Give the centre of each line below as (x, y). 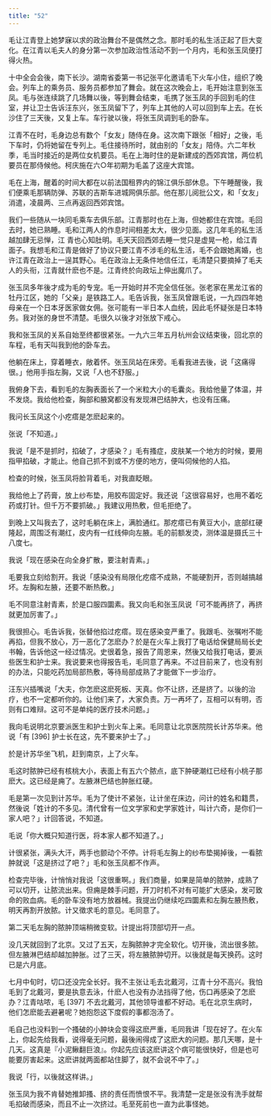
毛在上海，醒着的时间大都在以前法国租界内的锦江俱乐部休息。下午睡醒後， (132, 182)
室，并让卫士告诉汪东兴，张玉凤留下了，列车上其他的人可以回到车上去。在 (132, 107)
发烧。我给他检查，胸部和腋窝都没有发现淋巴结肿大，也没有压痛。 (125, 399)
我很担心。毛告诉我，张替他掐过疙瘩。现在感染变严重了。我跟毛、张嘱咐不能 (135, 631)
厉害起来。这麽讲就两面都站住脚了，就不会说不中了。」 (113, 1059)
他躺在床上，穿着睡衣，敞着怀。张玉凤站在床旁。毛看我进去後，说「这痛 (128, 362)
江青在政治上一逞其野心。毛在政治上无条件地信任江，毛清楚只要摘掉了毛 (135, 260)
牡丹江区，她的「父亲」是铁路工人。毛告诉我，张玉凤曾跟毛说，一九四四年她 (135, 297)
